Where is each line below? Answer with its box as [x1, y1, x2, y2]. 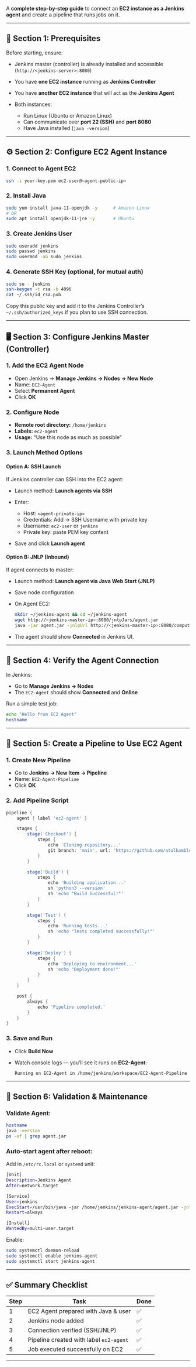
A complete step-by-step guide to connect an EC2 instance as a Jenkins [6, 5, 185, 12]
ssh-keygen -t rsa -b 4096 [6, 286, 72, 292]
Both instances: [14, 101, 52, 108]
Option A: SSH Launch [6, 462, 61, 470]
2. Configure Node [6, 408, 60, 416]
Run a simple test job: [6, 700, 58, 707]
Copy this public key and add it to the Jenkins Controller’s [6, 303, 145, 310]
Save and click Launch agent [14, 540, 86, 547]
